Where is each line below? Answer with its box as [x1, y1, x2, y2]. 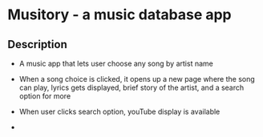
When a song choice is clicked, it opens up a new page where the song [18, 75, 256, 83]
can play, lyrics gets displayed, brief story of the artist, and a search [18, 83, 245, 92]
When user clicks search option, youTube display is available [18, 107, 221, 116]
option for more [18, 91, 71, 101]
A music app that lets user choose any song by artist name [18, 58, 213, 68]
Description [7, 38, 67, 51]
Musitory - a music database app [7, 6, 232, 24]
